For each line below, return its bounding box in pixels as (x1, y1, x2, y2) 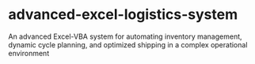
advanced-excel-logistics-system (8, 6, 238, 24)
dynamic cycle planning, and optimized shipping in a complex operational (8, 40, 248, 49)
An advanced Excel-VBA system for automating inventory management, (8, 32, 243, 41)
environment (8, 48, 50, 58)
